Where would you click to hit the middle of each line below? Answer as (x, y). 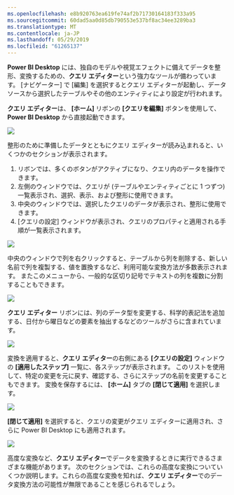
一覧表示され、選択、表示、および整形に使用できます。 (97, 195)
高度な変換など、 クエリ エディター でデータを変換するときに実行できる (109, 458)
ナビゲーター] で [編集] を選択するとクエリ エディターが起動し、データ (124, 84)
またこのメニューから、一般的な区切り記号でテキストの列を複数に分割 (122, 276)
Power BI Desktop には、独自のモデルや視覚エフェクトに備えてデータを (111, 67)
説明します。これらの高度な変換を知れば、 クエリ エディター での (118, 475)
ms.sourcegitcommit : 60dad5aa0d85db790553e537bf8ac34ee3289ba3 (102, 20)
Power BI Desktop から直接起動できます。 (68, 117)
